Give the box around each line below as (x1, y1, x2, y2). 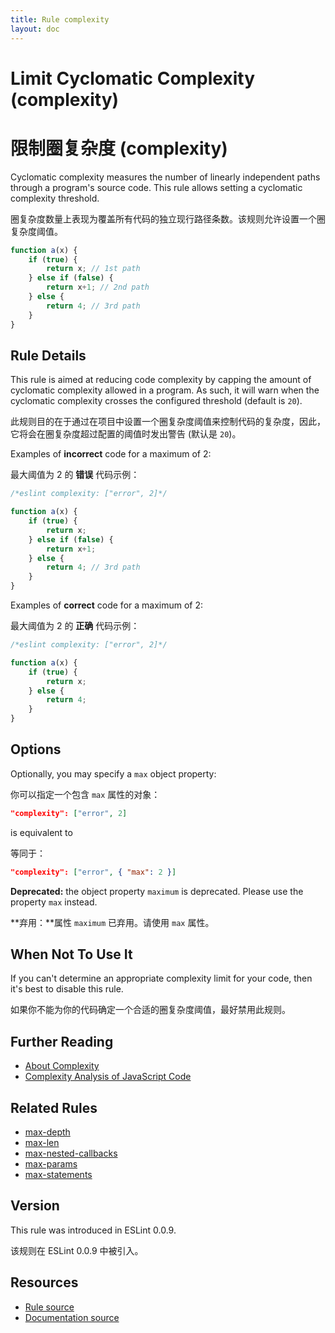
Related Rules (10, 1099, 98, 1116)
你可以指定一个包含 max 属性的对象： (10, 788, 161, 800)
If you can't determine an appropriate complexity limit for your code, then (10, 972, 313, 985)
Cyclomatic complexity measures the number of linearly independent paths (10, 171, 321, 183)
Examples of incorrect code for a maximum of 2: (10, 448, 212, 460)
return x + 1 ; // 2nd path (46, 282, 150, 293)
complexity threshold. (10, 192, 100, 204)
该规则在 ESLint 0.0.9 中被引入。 (10, 1244, 144, 1256)
